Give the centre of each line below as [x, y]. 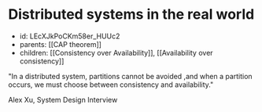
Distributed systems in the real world [131, 14]
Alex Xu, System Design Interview [63, 99]
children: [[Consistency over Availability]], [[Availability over [116, 52]
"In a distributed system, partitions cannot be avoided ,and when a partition [131, 76]
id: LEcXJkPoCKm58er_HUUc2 [70, 36]
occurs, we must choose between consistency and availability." [111, 85]
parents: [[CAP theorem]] [61, 44]
